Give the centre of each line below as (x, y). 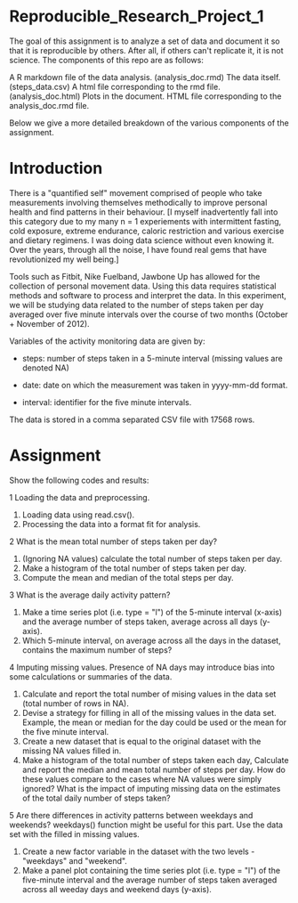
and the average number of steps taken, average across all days (140, 622)
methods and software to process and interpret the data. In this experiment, (148, 295)
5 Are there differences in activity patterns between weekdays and (131, 815)
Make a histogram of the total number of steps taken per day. (134, 568)
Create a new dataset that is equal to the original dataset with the (141, 741)
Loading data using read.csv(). (78, 515)
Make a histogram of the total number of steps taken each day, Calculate (155, 760)
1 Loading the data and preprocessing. (80, 497)
